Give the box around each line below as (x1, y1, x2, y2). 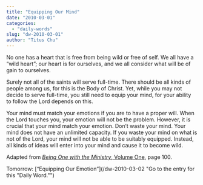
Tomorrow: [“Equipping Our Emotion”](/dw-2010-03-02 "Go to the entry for (6, 165, 195, 172)
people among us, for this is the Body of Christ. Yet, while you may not (6, 85, 182, 92)
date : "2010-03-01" (6, 15, 56, 21)
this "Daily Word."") (6, 172, 55, 179)
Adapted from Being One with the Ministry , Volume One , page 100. (6, 153, 173, 161)
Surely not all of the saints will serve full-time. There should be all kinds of (6, 78, 191, 86)
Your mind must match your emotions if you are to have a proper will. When (6, 110, 195, 116)
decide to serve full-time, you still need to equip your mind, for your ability (6, 92, 191, 98)
